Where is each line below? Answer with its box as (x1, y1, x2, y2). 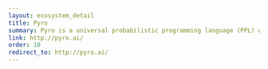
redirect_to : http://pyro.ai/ (8, 48, 109, 56)
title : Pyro (8, 19, 48, 27)
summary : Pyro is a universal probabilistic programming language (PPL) (8, 26, 255, 34)
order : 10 (8, 41, 41, 49)
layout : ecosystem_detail (8, 11, 94, 20)
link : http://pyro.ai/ (8, 33, 84, 42)
